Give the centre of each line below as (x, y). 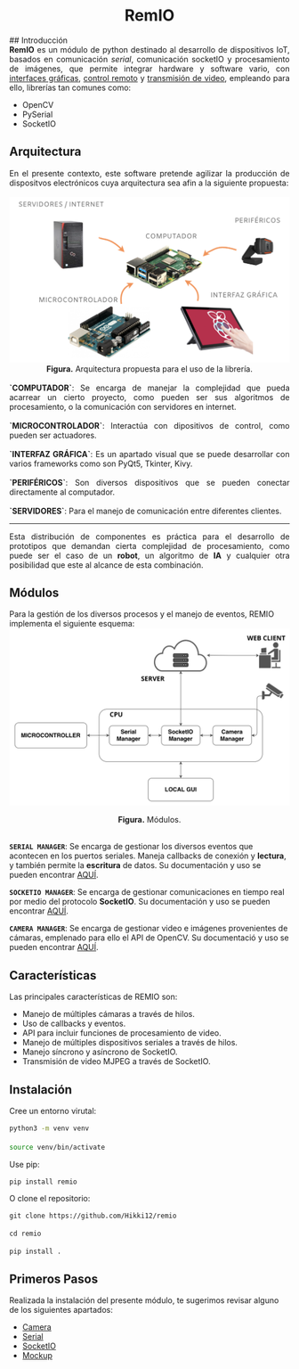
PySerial (37, 114)
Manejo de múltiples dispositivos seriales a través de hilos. (130, 1043)
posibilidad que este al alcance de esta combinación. (106, 565)
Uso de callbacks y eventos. (74, 1024)
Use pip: (24, 1164)
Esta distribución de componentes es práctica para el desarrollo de (149, 537)
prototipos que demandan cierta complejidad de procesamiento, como (149, 545)
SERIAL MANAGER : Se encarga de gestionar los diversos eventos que (131, 847)
